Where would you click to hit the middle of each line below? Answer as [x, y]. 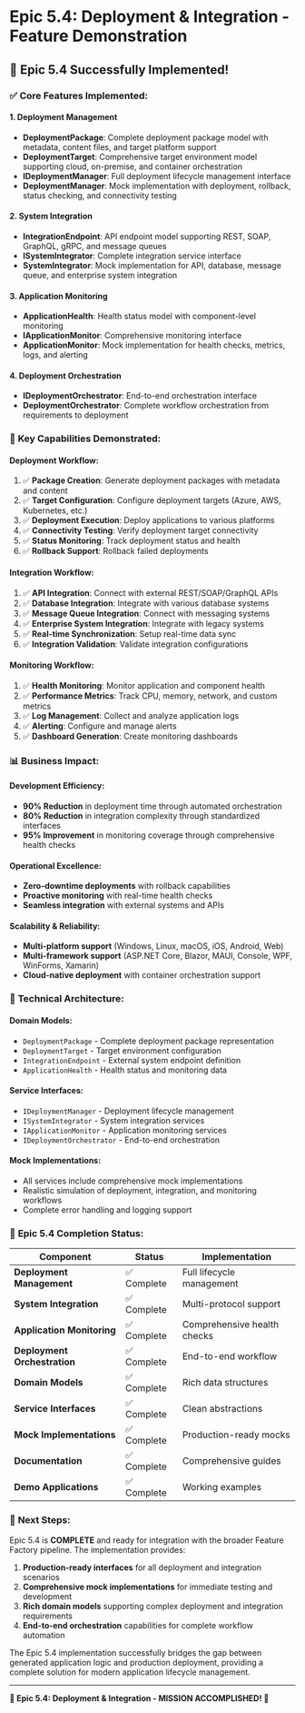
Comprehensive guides [231, 1461]
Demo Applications [56, 1487]
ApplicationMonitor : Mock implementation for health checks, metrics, [154, 345]
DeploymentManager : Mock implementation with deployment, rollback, [157, 186]
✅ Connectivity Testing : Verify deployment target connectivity [140, 530]
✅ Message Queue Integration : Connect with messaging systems [146, 613]
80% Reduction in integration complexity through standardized [141, 815]
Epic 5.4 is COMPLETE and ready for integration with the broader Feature [147, 1540]
